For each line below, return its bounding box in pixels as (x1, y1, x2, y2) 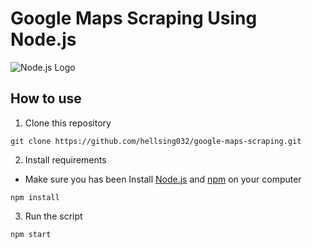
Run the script (24, 210, 83, 222)
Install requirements (24, 153, 107, 166)
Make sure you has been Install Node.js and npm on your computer (24, 173, 302, 185)
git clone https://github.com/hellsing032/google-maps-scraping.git (10, 136, 302, 146)
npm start (10, 229, 52, 239)
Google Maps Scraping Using (10, 7, 258, 30)
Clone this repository (24, 117, 112, 129)
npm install (10, 192, 60, 202)
